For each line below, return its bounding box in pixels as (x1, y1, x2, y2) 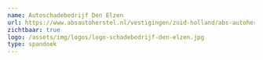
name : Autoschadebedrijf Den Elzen (7, 11, 124, 19)
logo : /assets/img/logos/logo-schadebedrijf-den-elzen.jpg (7, 33, 205, 41)
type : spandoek (7, 41, 57, 48)
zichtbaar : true (7, 26, 60, 34)
